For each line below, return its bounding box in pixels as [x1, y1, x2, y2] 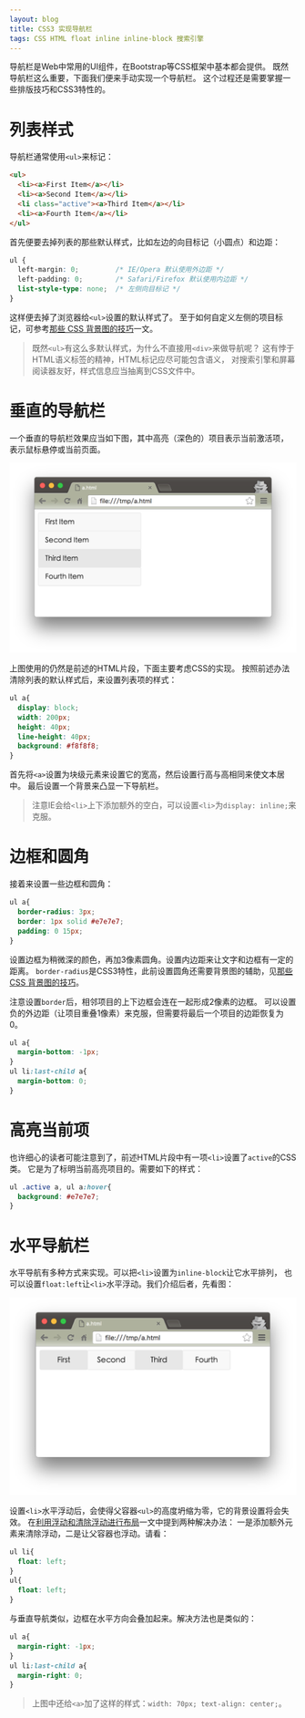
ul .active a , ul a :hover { [9, 1182, 112, 1192]
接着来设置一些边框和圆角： [9, 878, 114, 889]
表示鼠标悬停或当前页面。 [9, 443, 106, 455]
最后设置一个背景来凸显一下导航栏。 [26, 781, 164, 792]
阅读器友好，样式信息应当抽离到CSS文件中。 [31, 365, 200, 376]
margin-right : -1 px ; [17, 1641, 96, 1651]
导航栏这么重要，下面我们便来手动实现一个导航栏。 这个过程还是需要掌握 [9, 73, 283, 84]
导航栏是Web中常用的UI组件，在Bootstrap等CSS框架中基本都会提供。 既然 [9, 61, 290, 72]
